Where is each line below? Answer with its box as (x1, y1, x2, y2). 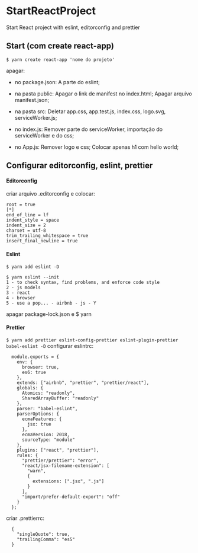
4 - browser (6, 295, 35, 301)
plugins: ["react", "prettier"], (17, 447, 99, 453)
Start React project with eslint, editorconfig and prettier (6, 24, 141, 31)
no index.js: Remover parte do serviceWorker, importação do (14, 126, 163, 133)
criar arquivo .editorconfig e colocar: (6, 190, 96, 197)
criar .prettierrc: (6, 514, 44, 522)
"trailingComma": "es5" (17, 536, 76, 542)
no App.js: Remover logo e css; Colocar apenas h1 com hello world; (14, 143, 179, 151)
